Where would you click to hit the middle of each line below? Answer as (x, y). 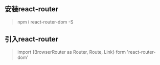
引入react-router (32, 39)
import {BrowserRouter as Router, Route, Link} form (72, 52)
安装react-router (32, 9)
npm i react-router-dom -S (45, 21)
